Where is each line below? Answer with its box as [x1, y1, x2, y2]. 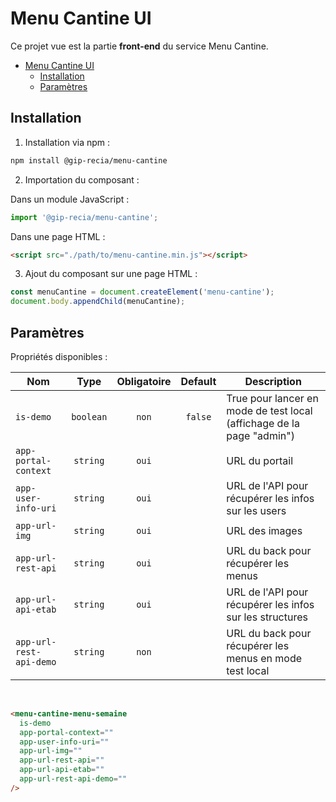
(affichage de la [226, 416, 300, 430]
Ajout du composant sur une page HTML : [24, 268, 198, 280]
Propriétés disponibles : [10, 350, 108, 362]
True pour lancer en [226, 391, 319, 405]
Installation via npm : [24, 136, 111, 148]
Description [244, 374, 302, 388]
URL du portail [226, 453, 294, 467]
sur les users [226, 503, 287, 517]
